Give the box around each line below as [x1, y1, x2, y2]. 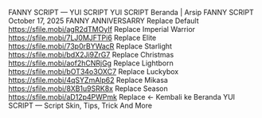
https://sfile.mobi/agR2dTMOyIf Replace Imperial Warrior [8, 25, 196, 33]
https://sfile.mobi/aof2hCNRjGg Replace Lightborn [8, 58, 174, 68]
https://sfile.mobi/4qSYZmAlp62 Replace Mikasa [8, 76, 169, 85]
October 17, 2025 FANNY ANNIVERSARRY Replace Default [8, 16, 199, 26]
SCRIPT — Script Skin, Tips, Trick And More [8, 100, 153, 110]
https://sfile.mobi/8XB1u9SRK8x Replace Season [8, 84, 169, 93]
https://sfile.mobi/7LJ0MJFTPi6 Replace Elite [8, 33, 157, 42]
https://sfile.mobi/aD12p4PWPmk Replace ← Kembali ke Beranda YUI [8, 92, 236, 101]
